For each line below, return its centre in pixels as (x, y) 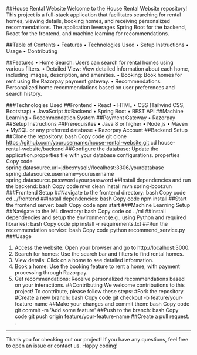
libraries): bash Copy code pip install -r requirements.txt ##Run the (87, 224)
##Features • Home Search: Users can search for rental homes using (90, 62)
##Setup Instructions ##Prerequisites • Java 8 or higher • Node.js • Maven (97, 124)
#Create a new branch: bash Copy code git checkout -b (82, 297)
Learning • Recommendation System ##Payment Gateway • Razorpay (91, 118)
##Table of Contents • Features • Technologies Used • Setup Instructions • (98, 45)
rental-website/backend (35, 149)
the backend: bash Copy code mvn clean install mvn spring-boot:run (89, 186)
